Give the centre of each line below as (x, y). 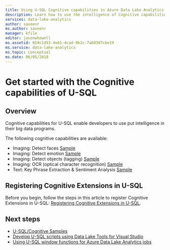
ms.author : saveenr (26, 29)
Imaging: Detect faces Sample (44, 148)
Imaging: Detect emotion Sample (47, 154)
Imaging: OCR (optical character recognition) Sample (68, 164)
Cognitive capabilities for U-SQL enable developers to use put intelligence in (85, 123)
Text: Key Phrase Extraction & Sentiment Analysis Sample (72, 170)
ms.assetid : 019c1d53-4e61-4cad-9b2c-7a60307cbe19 (60, 43)
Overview (21, 111)
